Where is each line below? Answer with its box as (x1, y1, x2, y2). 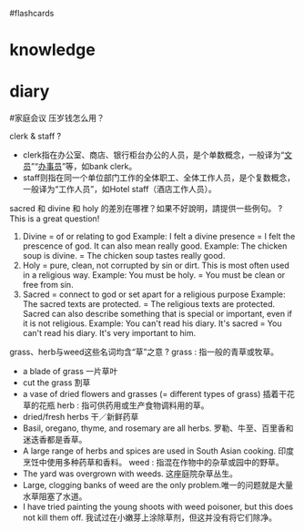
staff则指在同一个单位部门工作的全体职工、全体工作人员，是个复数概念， (22, 172, 296, 183)
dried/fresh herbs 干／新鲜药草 (22, 412, 139, 423)
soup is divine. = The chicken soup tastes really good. (22, 250, 226, 261)
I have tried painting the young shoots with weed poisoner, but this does (22, 501, 294, 513)
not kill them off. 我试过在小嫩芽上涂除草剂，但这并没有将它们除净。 (22, 512, 278, 523)
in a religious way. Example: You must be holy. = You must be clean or (22, 270, 286, 281)
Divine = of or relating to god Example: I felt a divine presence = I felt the (22, 231, 296, 242)
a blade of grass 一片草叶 (22, 366, 118, 377)
